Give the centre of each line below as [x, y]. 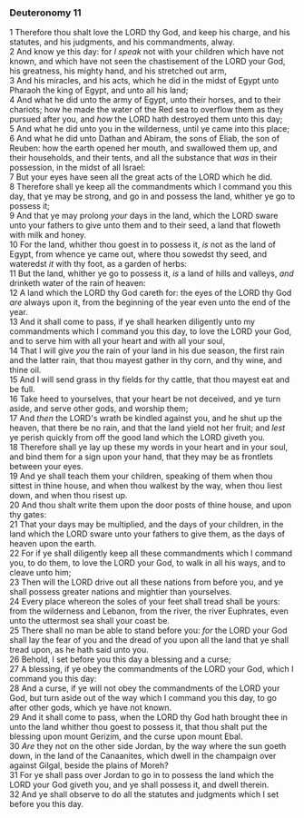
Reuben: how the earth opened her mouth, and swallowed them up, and [143, 148]
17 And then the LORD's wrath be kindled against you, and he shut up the [146, 419]
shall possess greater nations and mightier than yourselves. [121, 592]
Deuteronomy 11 [45, 13]
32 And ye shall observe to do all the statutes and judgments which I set [144, 794]
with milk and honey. [48, 235]
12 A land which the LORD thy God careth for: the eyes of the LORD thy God [151, 293]
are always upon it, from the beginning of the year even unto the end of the [150, 302]
